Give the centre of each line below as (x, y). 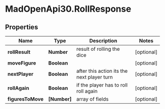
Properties (22, 27)
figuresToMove (26, 99)
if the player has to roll (102, 85)
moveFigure (22, 63)
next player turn (95, 77)
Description (103, 41)
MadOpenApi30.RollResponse (68, 9)
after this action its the (102, 71)
